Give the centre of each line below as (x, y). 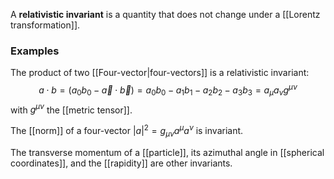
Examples (35, 51)
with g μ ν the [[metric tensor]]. (71, 109)
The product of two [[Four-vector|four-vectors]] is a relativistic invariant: (160, 73)
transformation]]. (45, 25)
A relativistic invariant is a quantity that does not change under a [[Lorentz (165, 14)
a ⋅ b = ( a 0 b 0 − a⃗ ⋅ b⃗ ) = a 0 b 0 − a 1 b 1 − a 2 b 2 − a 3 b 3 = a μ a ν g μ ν (168, 90)
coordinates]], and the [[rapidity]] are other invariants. (121, 163)
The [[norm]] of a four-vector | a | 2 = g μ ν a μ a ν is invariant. (127, 131)
